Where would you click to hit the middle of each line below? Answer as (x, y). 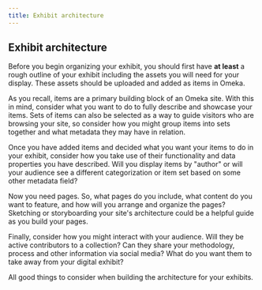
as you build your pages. (48, 221)
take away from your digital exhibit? (66, 262)
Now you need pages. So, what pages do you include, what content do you (130, 196)
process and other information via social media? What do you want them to (130, 254)
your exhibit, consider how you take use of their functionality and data (122, 156)
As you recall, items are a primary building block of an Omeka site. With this (131, 99)
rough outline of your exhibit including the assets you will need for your (124, 75)
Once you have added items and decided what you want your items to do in (131, 148)
